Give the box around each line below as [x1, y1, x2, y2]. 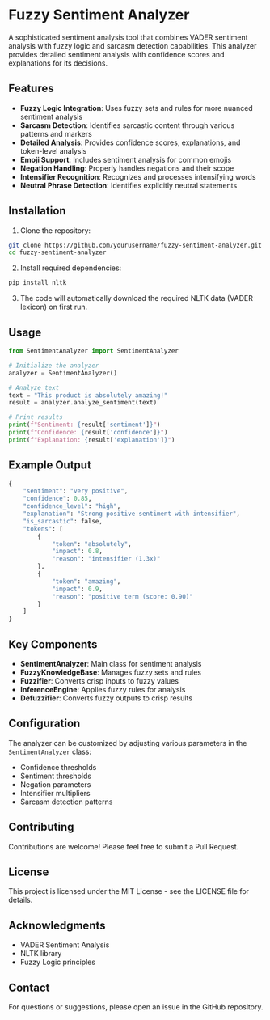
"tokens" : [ [23, 524, 63, 533]
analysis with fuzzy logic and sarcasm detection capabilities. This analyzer [8, 40, 257, 50]
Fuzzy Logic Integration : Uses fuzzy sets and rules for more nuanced [19, 103, 253, 112]
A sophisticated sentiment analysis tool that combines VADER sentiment [8, 32, 248, 42]
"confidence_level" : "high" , [23, 502, 121, 510]
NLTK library [19, 949, 62, 959]
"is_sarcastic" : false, [23, 517, 103, 525]
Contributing [8, 820, 74, 834]
